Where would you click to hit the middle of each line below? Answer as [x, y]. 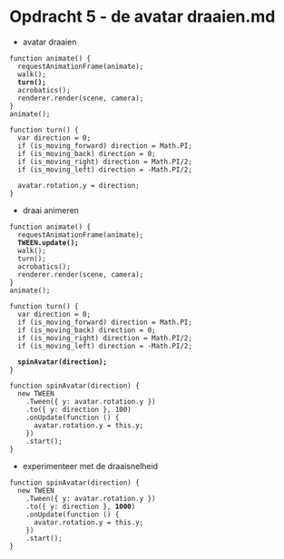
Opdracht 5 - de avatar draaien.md [142, 17]
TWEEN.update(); [48, 242]
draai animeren [51, 210]
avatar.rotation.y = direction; [79, 185]
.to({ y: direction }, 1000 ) [81, 506]
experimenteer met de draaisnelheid [90, 466]
